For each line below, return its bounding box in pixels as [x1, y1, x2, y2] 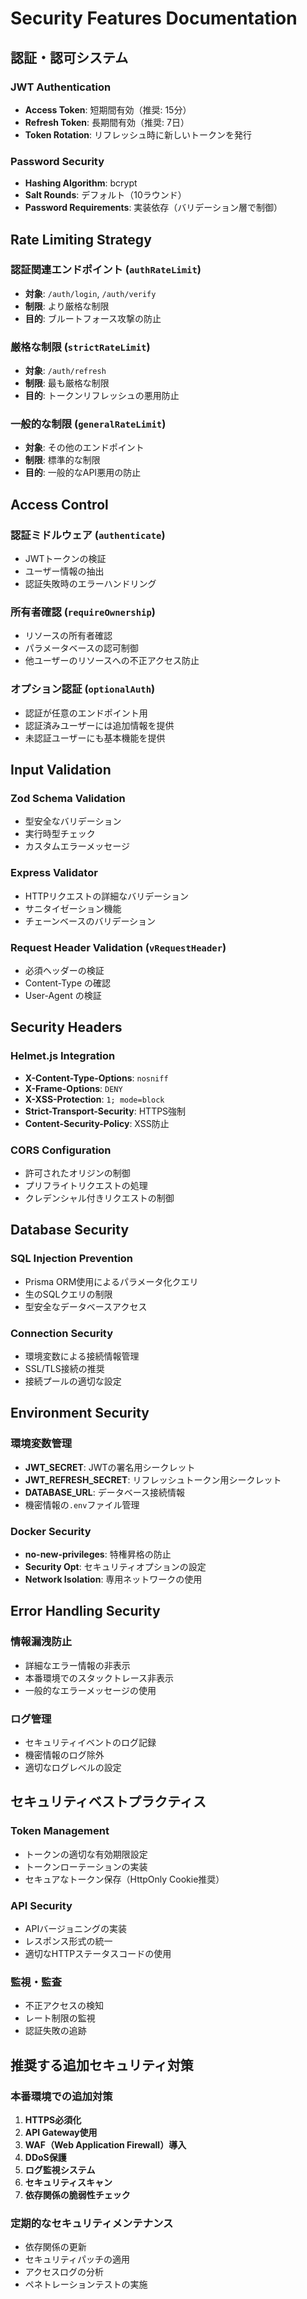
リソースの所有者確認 [24, 630, 113, 642]
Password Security [10, 154, 105, 168]
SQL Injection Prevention [10, 1252, 134, 1266]
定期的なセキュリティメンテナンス [10, 2216, 174, 2230]
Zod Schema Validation [10, 792, 126, 806]
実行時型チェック [24, 828, 96, 840]
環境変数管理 [10, 1437, 73, 1451]
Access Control [10, 496, 109, 513]
